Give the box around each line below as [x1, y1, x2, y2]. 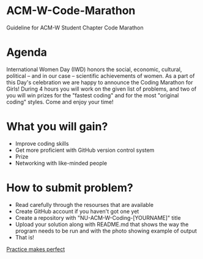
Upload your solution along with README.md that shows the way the [15, 220, 189, 228]
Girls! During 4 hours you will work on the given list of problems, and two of [6, 85, 197, 92]
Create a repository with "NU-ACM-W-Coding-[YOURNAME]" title [15, 214, 182, 221]
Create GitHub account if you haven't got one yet [15, 208, 139, 215]
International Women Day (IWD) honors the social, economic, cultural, [6, 66, 182, 73]
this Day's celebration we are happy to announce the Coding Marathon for [6, 78, 193, 86]
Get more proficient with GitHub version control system [15, 146, 155, 154]
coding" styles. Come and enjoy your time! [6, 98, 114, 105]
